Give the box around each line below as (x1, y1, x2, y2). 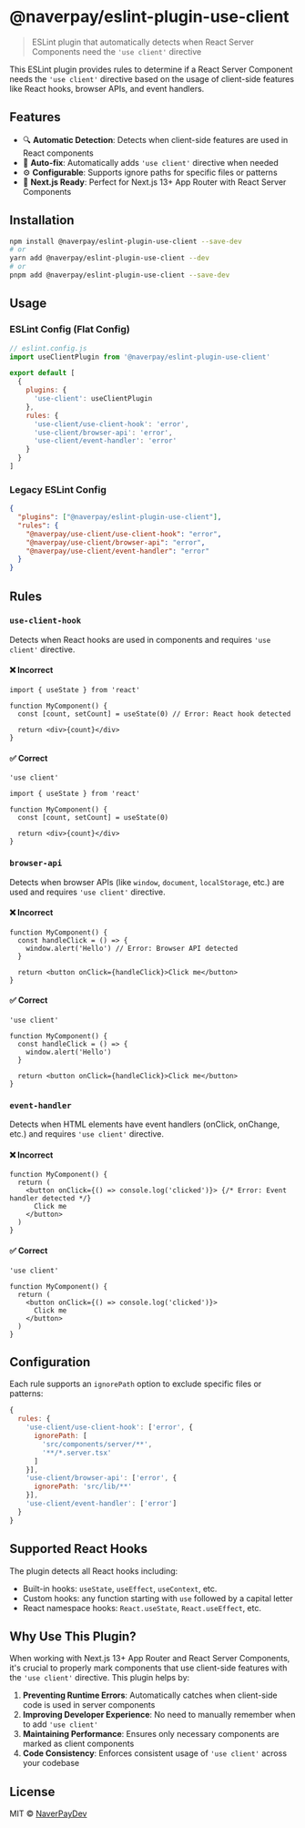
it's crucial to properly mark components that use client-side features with (9, 1662, 288, 1673)
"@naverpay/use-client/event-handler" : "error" (25, 546, 209, 556)
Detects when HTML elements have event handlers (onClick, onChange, (9, 1118, 280, 1130)
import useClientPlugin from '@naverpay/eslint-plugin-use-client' (9, 352, 271, 362)
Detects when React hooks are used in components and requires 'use (9, 634, 271, 645)
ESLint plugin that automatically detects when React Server (31, 36, 255, 47)
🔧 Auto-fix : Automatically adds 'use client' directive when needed (22, 157, 280, 168)
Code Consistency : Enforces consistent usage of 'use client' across (22, 1748, 288, 1759)
